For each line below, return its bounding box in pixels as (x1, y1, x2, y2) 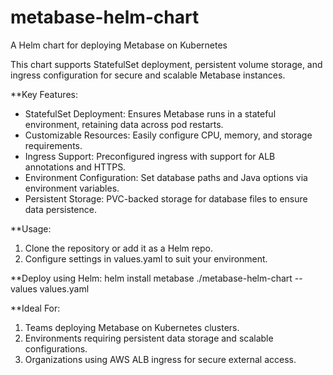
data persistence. (24, 203, 97, 215)
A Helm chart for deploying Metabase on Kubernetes (10, 39, 228, 51)
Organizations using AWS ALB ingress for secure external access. (24, 353, 297, 365)
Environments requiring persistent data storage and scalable (24, 332, 274, 344)
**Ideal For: (10, 302, 61, 314)
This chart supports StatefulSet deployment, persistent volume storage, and (10, 58, 323, 70)
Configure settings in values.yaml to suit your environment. (24, 252, 268, 265)
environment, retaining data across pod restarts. (24, 118, 224, 130)
